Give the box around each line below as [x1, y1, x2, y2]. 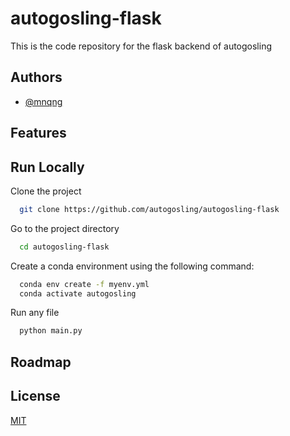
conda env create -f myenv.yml [19, 279, 150, 289]
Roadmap [10, 353, 72, 371]
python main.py [19, 326, 83, 336]
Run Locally [10, 158, 85, 176]
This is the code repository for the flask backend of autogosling [10, 40, 273, 52]
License [10, 388, 61, 405]
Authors [10, 69, 63, 86]
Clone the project [10, 185, 82, 197]
